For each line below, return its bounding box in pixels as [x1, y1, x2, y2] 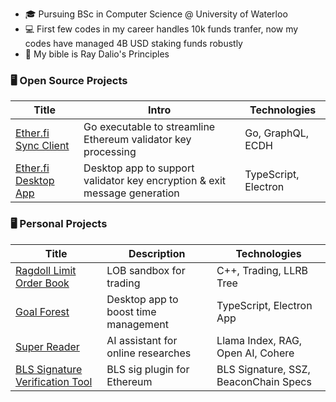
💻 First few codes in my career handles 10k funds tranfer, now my [24, 23, 299, 35]
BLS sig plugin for [106, 362, 190, 376]
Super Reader [15, 339, 80, 353]
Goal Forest [15, 304, 70, 318]
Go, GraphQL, [244, 126, 310, 140]
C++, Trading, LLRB [216, 263, 308, 277]
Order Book [15, 276, 70, 290]
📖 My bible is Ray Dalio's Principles [24, 48, 170, 60]
